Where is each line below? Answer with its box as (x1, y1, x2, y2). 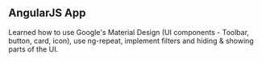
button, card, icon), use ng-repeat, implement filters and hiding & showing (8, 36, 254, 45)
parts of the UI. (8, 44, 59, 54)
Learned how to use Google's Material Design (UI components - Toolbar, (8, 27, 250, 37)
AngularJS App (8, 6, 86, 20)
